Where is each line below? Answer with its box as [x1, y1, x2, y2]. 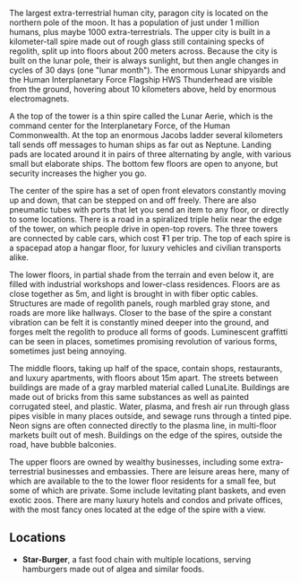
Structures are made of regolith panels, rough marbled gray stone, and [9, 298, 270, 309]
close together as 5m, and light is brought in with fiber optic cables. [9, 289, 259, 299]
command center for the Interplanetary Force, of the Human [9, 120, 231, 131]
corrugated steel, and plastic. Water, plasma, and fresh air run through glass [9, 401, 290, 412]
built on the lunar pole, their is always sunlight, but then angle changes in [9, 56, 279, 65]
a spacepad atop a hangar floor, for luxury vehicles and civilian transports [9, 242, 282, 253]
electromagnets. [9, 93, 70, 104]
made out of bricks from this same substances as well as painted [9, 392, 249, 402]
